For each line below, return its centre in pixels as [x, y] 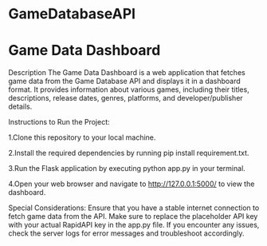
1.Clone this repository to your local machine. [82, 137]
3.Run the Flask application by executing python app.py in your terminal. [127, 169]
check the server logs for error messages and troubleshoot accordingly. [126, 233]
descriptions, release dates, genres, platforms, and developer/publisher [126, 98]
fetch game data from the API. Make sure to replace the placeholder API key [133, 216]
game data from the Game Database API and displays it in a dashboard [124, 81]
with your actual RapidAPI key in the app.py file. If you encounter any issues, [134, 225]
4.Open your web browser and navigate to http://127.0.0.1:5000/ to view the [132, 184]
